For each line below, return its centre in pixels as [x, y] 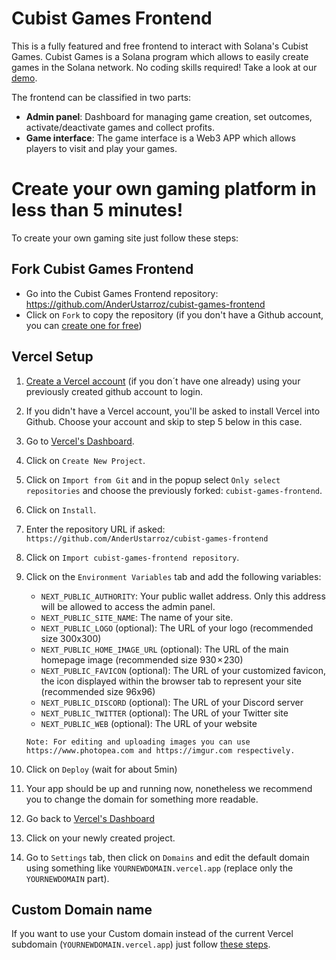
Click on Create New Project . [85, 460]
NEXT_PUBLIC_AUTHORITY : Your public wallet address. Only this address [183, 596]
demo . [24, 78]
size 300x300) [71, 638]
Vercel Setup [52, 357]
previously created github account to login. [114, 391]
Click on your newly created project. [100, 838]
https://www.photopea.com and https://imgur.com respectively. [160, 750]
